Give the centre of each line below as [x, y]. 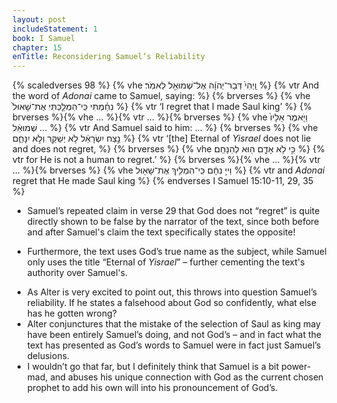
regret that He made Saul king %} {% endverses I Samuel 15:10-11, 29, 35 [163, 181]
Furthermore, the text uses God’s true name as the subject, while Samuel [176, 252]
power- [296, 367]
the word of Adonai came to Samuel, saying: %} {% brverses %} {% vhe [161, 96]
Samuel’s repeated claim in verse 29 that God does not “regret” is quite [173, 211]
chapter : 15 [37, 47]
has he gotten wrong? [71, 313]
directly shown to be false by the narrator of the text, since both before [173, 222]
